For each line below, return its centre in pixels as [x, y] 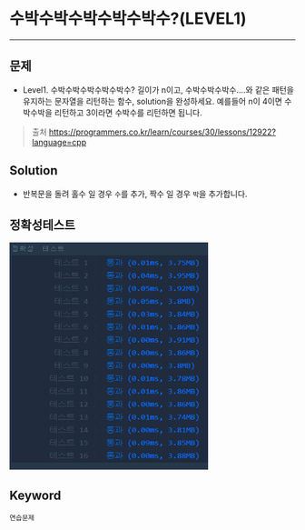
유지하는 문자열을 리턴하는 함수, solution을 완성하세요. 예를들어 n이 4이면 [152, 101]
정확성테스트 [42, 225]
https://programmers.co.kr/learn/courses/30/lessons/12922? [162, 132]
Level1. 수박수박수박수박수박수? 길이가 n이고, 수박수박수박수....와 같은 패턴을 [158, 90]
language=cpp [59, 142]
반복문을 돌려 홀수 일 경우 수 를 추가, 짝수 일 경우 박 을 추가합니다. [135, 194]
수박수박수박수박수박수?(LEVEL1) [128, 19]
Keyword [35, 495]
